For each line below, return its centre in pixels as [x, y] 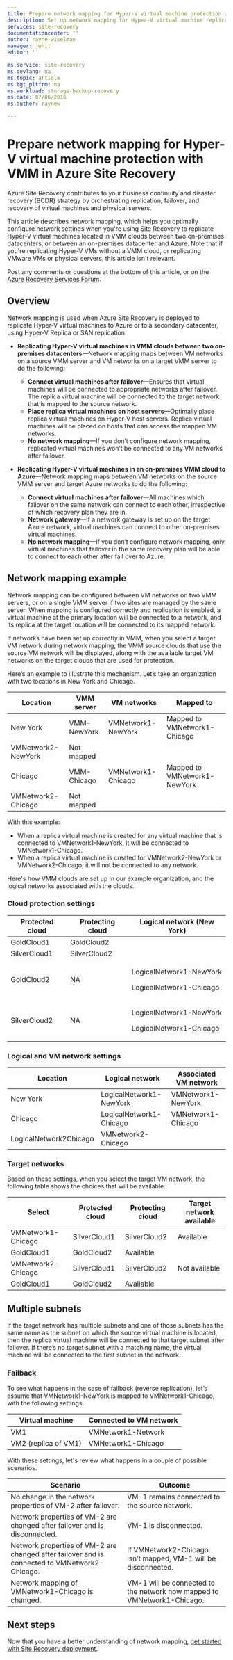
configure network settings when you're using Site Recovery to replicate [110, 228]
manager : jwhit [29, 46]
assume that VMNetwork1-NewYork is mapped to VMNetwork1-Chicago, [111, 1396]
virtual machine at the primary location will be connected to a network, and [114, 617]
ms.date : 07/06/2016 [37, 97]
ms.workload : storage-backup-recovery [63, 91]
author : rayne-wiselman [42, 40]
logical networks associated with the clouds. [71, 886]
